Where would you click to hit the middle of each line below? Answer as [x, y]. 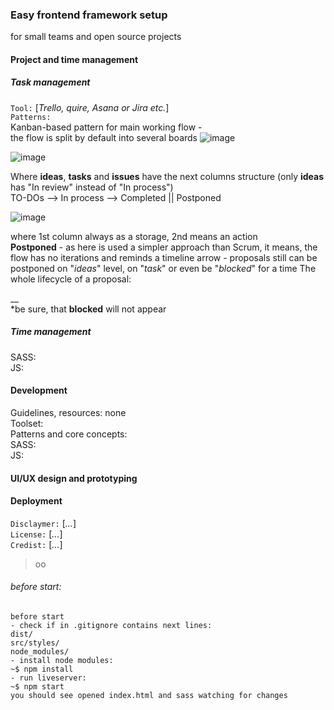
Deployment [36, 501]
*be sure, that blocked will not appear [88, 309]
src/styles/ [35, 643]
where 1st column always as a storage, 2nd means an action [134, 236]
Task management [50, 82]
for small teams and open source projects [96, 37]
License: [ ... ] [36, 534]
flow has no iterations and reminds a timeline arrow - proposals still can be [164, 257]
